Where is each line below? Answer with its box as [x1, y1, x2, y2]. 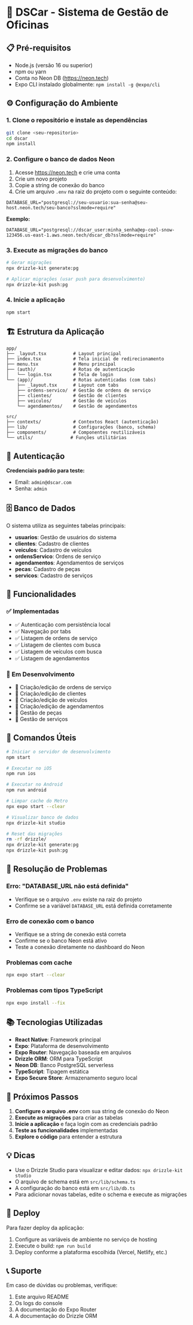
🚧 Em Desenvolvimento [6, 670, 75, 678]
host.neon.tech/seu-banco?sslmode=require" [6, 205, 117, 211]
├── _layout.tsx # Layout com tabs [17, 382, 119, 389]
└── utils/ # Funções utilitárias [6, 435, 127, 441]
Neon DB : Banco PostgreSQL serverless [14, 1062, 114, 1069]
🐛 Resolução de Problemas [6, 864, 108, 875]
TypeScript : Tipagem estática [14, 1068, 89, 1075]
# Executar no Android [6, 782, 63, 788]
